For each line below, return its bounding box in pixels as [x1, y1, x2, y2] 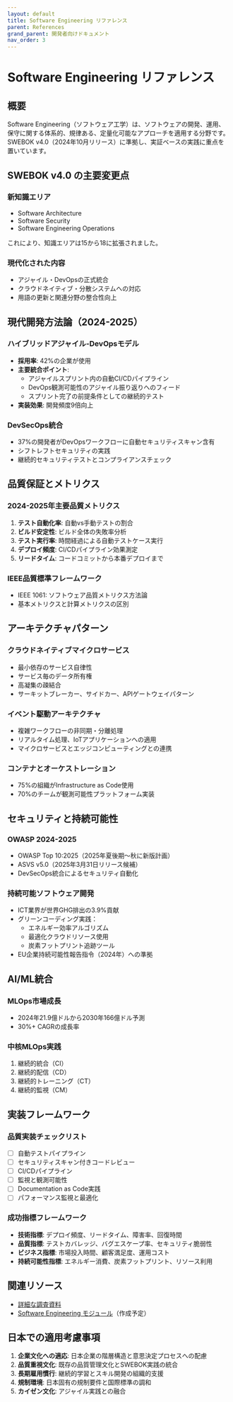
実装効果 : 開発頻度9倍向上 [17, 400, 94, 409]
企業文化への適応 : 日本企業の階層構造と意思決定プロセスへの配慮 [17, 1352, 207, 1360]
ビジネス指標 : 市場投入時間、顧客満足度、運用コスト [17, 1248, 170, 1257]
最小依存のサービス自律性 [17, 663, 92, 671]
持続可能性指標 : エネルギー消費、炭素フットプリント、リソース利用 [17, 1257, 213, 1265]
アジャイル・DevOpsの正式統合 [17, 276, 109, 284]
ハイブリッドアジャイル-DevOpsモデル [7, 339, 140, 349]
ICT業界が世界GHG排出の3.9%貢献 [17, 906, 119, 914]
